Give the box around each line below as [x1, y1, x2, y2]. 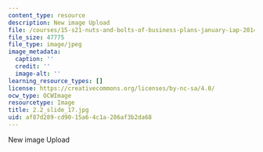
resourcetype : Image [8, 99, 76, 107]
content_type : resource [8, 11, 86, 20]
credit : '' [15, 63, 51, 71]
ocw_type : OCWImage [8, 92, 72, 100]
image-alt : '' [15, 70, 61, 78]
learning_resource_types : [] [8, 77, 103, 85]
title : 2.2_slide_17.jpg [8, 107, 89, 114]
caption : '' [15, 56, 55, 63]
